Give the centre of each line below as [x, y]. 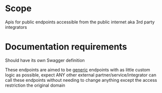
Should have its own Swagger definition [45, 60]
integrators [16, 27]
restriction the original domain [35, 85]
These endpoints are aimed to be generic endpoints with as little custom [78, 70]
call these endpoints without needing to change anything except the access [81, 80]
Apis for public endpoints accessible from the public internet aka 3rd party [80, 22]
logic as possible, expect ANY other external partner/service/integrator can [81, 75]
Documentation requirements [66, 47]
